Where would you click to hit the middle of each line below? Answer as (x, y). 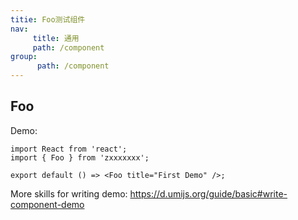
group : (24, 57)
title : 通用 (56, 38)
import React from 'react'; (69, 149)
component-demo (47, 204)
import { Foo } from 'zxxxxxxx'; (80, 157)
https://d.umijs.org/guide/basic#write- (208, 193)
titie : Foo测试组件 (48, 19)
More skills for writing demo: (69, 193)
